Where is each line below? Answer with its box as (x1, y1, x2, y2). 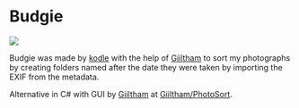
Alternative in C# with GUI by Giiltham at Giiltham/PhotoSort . (9, 88, 233, 99)
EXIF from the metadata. (9, 71, 100, 82)
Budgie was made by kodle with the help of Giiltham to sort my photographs (9, 52, 291, 63)
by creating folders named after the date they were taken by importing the (9, 62, 283, 72)
